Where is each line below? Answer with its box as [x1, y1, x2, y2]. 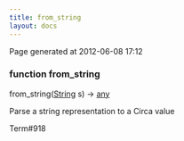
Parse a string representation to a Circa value [9, 105, 175, 116]
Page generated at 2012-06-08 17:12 [9, 46, 144, 56]
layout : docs [9, 21, 58, 30]
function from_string [9, 68, 100, 80]
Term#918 [9, 122, 46, 134]
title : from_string [9, 12, 82, 22]
